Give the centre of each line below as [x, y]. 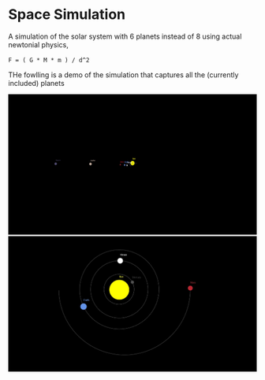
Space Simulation [67, 15]
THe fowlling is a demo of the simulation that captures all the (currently [123, 75]
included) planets [36, 83]
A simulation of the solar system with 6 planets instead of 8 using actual [125, 36]
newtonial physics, [39, 44]
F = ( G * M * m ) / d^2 [49, 60]
